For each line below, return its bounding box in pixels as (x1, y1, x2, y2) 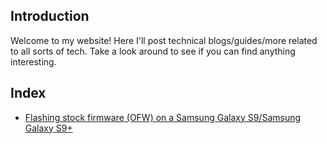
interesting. (10, 55, 57, 68)
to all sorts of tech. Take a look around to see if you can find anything (10, 45, 296, 57)
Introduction (10, 8, 90, 25)
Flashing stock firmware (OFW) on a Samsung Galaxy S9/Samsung (24, 111, 302, 123)
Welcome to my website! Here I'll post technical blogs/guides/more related (10, 34, 318, 46)
